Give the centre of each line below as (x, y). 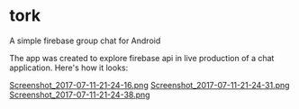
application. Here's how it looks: (69, 68)
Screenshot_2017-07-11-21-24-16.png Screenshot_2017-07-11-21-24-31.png (149, 85)
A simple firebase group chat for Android (85, 41)
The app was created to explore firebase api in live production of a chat (142, 58)
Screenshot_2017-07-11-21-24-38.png (80, 95)
